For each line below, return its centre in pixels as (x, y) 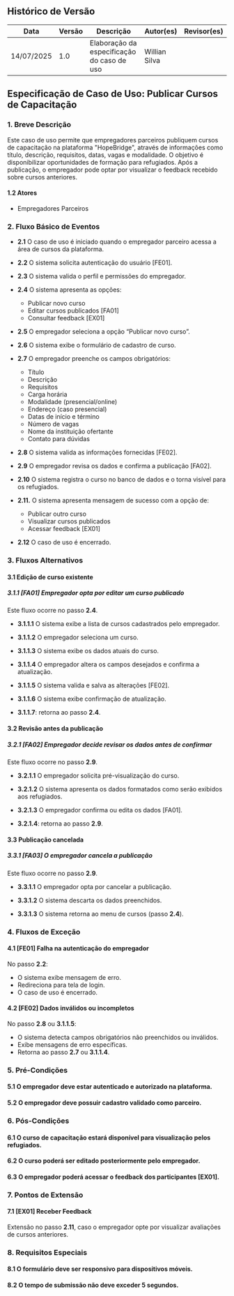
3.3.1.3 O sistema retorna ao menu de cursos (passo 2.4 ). (100, 914)
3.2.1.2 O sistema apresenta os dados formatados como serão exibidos (120, 789)
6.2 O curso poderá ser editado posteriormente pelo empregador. (104, 1161)
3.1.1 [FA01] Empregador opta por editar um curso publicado (96, 593)
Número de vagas (53, 424)
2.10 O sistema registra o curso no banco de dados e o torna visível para (122, 479)
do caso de (108, 60)
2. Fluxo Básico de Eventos (54, 226)
